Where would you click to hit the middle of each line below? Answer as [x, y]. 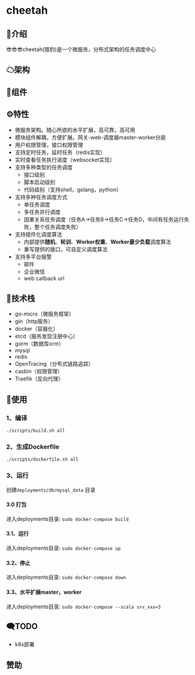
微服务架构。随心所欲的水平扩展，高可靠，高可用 [75, 130]
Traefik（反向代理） [39, 379]
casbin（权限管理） [39, 371]
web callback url [44, 278]
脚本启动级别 [39, 182]
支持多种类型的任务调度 [44, 167]
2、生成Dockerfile [33, 447]
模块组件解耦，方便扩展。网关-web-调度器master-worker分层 [90, 137]
